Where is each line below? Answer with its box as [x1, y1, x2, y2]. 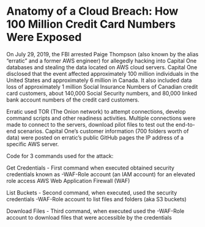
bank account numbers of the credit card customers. [6, 96, 140, 103]
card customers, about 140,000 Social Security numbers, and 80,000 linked [6, 89, 198, 97]
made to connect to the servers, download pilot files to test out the [6, 121, 174, 128]
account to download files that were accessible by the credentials [6, 214, 173, 221]
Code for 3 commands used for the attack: [6, 152, 114, 160]
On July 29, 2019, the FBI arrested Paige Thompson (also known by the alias [6, 50, 199, 58]
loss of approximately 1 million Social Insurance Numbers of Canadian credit [6, 83, 198, 90]
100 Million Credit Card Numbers [6, 17, 176, 31]
